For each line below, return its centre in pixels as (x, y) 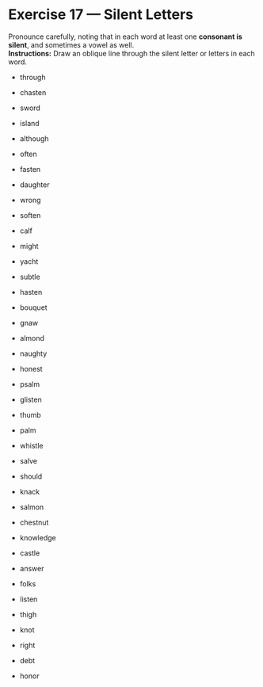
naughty (33, 353)
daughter (34, 185)
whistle (31, 445)
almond (32, 338)
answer (32, 568)
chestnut (34, 522)
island (29, 123)
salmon (32, 507)
